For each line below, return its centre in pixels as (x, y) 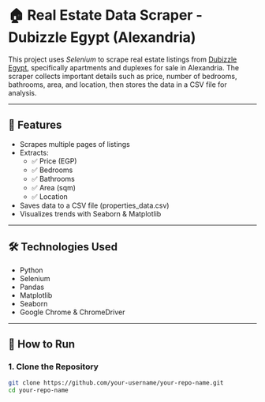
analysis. (22, 92)
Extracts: (34, 152)
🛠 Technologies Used (63, 247)
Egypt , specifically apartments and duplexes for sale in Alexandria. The (123, 67)
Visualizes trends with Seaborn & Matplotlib (90, 213)
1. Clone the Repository (53, 366)
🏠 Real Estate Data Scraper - (105, 15)
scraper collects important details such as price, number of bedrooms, (123, 76)
